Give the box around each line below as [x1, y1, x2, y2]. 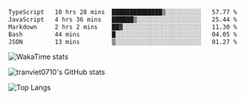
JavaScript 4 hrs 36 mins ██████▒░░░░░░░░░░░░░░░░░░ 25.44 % [8, 15, 238, 24]
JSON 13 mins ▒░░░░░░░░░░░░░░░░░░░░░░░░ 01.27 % [8, 37, 238, 46]
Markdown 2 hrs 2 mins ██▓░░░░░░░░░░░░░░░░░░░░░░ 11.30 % [8, 23, 238, 31]
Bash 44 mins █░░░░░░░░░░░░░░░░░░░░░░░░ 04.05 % [8, 30, 238, 38]
